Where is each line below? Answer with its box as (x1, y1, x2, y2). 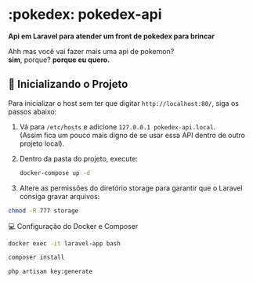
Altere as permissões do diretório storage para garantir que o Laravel (19, 183, 243, 193)
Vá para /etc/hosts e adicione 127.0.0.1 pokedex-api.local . (19, 122, 216, 131)
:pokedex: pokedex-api (8, 5, 162, 24)
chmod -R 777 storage (8, 206, 79, 215)
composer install (8, 253, 65, 262)
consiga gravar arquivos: (19, 191, 100, 201)
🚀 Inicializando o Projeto (8, 78, 128, 91)
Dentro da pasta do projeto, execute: (19, 154, 139, 163)
